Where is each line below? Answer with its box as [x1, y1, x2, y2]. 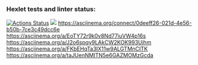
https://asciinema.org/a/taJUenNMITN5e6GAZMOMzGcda [6, 52, 154, 59]
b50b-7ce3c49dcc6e [6, 26, 60, 33]
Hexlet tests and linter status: [6, 5, 96, 13]
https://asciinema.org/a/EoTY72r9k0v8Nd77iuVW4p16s [6, 32, 146, 39]
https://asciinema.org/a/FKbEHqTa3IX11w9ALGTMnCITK [6, 45, 148, 53]
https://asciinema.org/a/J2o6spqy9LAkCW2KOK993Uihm [6, 39, 152, 46]
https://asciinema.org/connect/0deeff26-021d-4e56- [57, 19, 193, 27]
